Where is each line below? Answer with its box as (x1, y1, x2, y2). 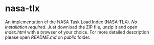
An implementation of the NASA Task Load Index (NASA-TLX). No (5, 19, 137, 25)
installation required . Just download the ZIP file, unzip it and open (5, 24, 138, 30)
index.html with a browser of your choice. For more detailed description (5, 29, 149, 35)
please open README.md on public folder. (5, 34, 90, 40)
